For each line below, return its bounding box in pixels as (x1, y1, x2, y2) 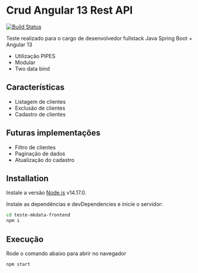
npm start (6, 261, 31, 267)
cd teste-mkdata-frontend (6, 212, 70, 218)
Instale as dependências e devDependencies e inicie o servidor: (6, 201, 164, 208)
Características (6, 82, 65, 93)
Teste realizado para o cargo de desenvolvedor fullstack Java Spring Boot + (6, 34, 193, 42)
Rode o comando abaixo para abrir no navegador (6, 250, 127, 257)
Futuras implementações (6, 128, 101, 138)
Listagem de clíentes (14, 98, 66, 105)
